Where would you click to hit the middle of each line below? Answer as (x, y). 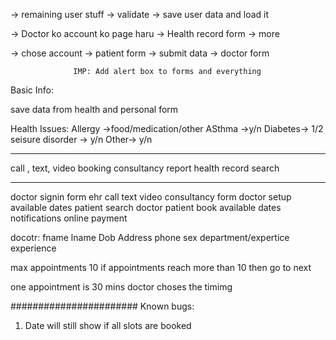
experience (33, 248)
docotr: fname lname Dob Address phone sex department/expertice (150, 237)
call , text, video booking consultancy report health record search (145, 168)
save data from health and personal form (94, 109)
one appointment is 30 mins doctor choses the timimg (121, 287)
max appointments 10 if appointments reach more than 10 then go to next (161, 267)
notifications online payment (69, 218)
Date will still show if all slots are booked (108, 325)
